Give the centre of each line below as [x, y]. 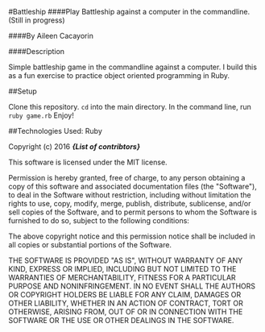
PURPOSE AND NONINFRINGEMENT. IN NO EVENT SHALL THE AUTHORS [132, 286]
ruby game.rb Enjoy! [41, 115]
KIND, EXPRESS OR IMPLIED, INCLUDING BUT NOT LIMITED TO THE [122, 269]
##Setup [23, 91]
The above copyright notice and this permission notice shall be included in [132, 236]
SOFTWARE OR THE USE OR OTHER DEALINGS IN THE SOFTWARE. [121, 320]
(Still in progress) [37, 20]
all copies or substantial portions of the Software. [90, 245]
